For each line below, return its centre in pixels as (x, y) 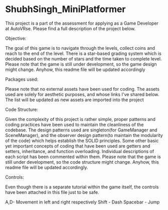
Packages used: (22, 79)
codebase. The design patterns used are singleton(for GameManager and (81, 130)
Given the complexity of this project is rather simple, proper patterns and (80, 119)
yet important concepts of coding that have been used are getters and (78, 146)
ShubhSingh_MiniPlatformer (66, 9)
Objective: (16, 38)
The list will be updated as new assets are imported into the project (74, 100)
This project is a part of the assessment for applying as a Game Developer (82, 23)
